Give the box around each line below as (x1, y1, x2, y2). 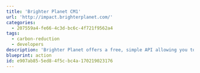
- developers (11, 42, 44, 48)
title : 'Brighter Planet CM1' (6, 8, 82, 15)
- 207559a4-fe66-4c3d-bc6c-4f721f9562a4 (11, 25, 113, 31)
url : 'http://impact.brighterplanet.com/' (6, 14, 113, 20)
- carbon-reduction (11, 36, 60, 42)
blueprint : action (6, 52, 52, 58)
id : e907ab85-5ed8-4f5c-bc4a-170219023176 (6, 58, 113, 64)
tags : (6, 31, 20, 36)
